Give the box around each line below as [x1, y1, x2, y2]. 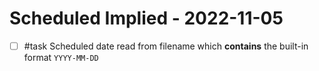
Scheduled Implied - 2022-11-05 [9, 7, 284, 30]
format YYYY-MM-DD [23, 52, 99, 63]
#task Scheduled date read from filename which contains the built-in [23, 40, 309, 52]
